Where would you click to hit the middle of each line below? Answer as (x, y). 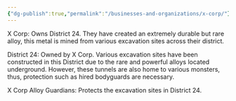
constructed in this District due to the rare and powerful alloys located (109, 62)
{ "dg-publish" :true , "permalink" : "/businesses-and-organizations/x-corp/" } (119, 14)
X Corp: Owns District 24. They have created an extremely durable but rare (116, 33)
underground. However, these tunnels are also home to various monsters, (113, 69)
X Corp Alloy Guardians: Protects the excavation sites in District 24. (105, 90)
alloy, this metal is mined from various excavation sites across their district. (116, 41)
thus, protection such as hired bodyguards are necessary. (91, 77)
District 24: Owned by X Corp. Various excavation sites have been (103, 54)
